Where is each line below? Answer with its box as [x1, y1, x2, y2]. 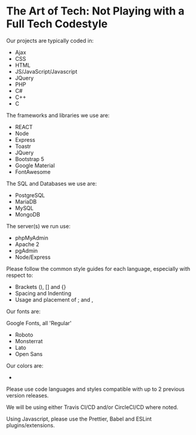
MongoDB [14, 211, 40, 218]
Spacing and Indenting [14, 290, 72, 297]
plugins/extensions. [6, 421, 55, 429]
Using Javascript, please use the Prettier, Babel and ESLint [6, 415, 152, 422]
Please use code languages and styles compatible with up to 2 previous [6, 385, 185, 393]
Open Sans [14, 350, 43, 357]
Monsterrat [14, 337, 43, 345]
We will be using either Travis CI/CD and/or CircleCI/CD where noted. [6, 403, 179, 411]
